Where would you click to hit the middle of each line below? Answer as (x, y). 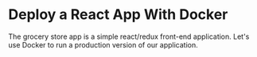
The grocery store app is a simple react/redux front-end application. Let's (129, 36)
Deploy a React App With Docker (118, 15)
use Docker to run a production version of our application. (103, 44)
